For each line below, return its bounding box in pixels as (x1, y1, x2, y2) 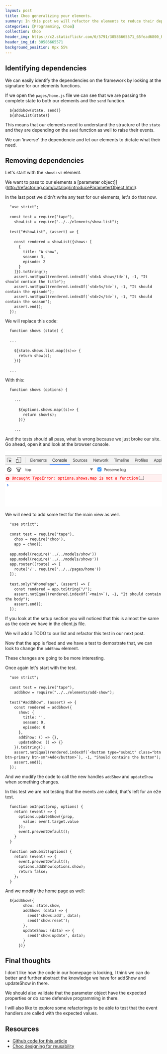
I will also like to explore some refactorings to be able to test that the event (5, 1005, 158, 1011)
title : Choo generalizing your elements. (5, 13, 92, 18)
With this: (5, 377, 25, 383)
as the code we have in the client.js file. (5, 621, 86, 627)
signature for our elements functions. (5, 82, 81, 88)
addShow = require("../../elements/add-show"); (14, 690, 114, 695)
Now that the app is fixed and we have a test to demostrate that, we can (5, 640, 153, 646)
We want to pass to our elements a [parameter (5, 179, 100, 185)
